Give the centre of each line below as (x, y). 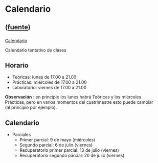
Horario (17, 65)
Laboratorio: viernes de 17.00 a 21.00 (49, 88)
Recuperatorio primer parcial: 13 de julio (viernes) (69, 150)
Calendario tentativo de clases (36, 50)
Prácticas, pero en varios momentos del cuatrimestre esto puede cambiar (79, 102)
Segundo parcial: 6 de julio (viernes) (56, 145)
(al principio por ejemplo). (31, 107)
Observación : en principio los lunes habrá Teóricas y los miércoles (73, 97)
